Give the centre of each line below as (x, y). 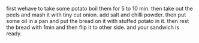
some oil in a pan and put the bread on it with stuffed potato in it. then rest (98, 21)
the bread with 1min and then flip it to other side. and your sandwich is (93, 27)
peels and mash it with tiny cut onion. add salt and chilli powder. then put (96, 15)
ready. (14, 34)
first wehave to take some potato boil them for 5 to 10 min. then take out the (99, 9)
